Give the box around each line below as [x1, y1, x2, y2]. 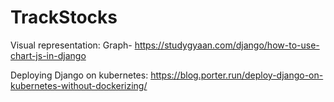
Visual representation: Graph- [10, 39, 133, 51]
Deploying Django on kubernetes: [10, 69, 149, 81]
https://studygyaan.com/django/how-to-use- [134, 39, 320, 51]
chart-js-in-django [10, 49, 87, 61]
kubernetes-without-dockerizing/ [10, 79, 148, 91]
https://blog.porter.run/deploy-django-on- [150, 69, 324, 81]
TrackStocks [10, 6, 118, 29]
